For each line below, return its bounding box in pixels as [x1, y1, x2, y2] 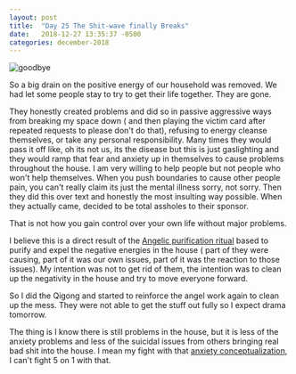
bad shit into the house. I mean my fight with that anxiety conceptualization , [9, 346, 288, 356]
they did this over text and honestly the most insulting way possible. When [9, 191, 283, 202]
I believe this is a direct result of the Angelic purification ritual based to [9, 235, 269, 246]
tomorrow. [9, 309, 47, 321]
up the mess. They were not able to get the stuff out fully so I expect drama [9, 300, 286, 311]
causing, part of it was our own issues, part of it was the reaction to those [9, 255, 281, 265]
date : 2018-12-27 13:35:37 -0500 [9, 29, 142, 38]
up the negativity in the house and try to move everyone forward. [9, 273, 248, 284]
